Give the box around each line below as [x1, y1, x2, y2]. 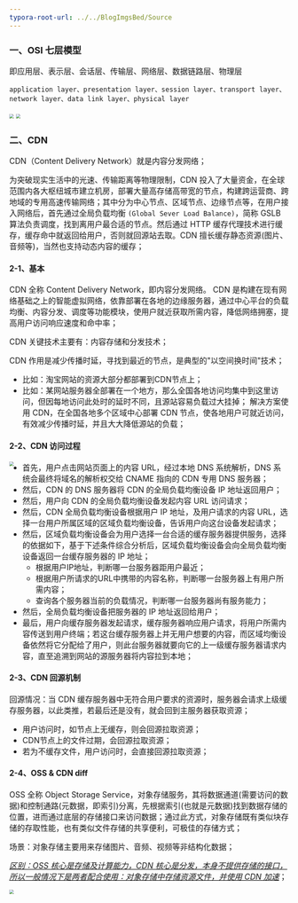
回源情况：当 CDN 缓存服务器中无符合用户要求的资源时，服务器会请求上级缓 [9, 694, 287, 704]
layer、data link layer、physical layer [41, 94, 190, 103]
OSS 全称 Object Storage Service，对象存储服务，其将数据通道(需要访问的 [9, 789, 281, 800]
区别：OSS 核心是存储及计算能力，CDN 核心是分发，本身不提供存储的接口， [9, 860, 288, 871]
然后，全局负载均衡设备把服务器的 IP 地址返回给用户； [21, 606, 221, 616]
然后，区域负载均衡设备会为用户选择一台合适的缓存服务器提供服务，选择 [21, 529, 286, 539]
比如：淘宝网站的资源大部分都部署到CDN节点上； [21, 374, 203, 385]
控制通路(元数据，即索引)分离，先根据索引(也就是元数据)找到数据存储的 [27, 800, 288, 812]
